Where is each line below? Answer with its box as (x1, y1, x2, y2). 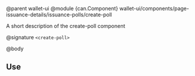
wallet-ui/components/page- (119, 5, 190, 12)
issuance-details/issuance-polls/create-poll (6, 11, 112, 18)
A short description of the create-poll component (6, 23, 125, 29)
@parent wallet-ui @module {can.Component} (6, 5, 118, 12)
